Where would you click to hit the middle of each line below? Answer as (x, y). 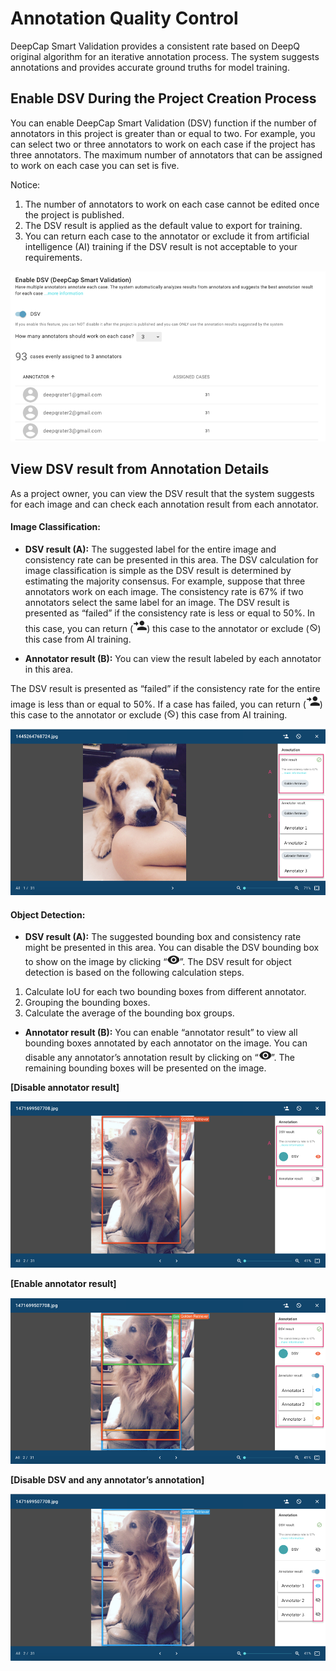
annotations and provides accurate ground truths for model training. (150, 67)
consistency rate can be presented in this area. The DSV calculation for (171, 559)
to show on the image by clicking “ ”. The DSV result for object (158, 962)
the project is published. (74, 214)
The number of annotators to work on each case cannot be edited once (172, 204)
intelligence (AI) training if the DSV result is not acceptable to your (161, 246)
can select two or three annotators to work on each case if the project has (163, 144)
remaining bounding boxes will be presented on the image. (145, 1068)
